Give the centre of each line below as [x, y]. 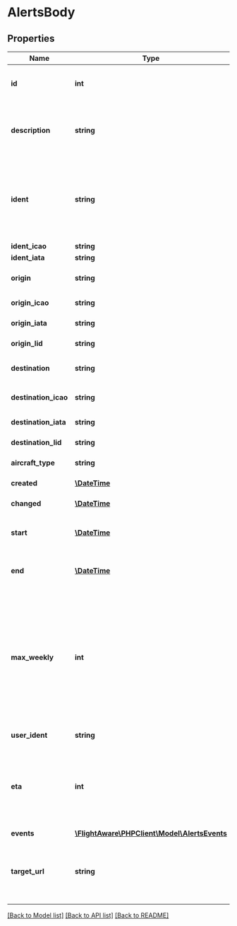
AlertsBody [41, 12]
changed [26, 503]
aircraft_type [33, 463]
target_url [28, 871]
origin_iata [29, 323]
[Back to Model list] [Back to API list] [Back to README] [88, 915]
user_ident [29, 735]
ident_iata [28, 257]
